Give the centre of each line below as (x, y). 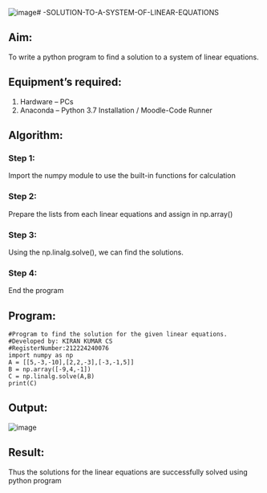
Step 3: (23, 234)
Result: (26, 452)
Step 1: (22, 158)
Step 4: (23, 273)
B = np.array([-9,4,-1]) (50, 369)
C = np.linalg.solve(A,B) (51, 377)
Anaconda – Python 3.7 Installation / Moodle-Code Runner (116, 110)
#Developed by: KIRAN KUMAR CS (61, 341)
